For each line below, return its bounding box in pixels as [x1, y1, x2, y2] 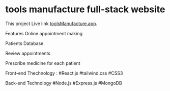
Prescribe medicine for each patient [5, 60, 80, 66]
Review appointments [5, 50, 51, 56]
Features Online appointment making [5, 30, 83, 36]
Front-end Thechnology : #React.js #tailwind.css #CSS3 [5, 70, 123, 76]
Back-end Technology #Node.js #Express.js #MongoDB [5, 80, 122, 86]
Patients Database [5, 40, 44, 47]
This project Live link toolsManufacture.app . [5, 20, 98, 27]
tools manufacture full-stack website [5, 4, 165, 15]
